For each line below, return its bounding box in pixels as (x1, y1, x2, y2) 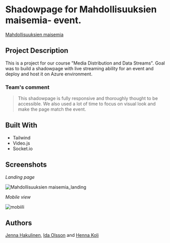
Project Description (5, 46, 69, 55)
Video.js (12, 140, 30, 146)
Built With (5, 121, 37, 130)
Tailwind (12, 134, 31, 140)
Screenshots (5, 160, 47, 169)
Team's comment (5, 84, 50, 91)
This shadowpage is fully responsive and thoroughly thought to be (17, 95, 158, 102)
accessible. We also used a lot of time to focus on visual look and (17, 101, 156, 107)
